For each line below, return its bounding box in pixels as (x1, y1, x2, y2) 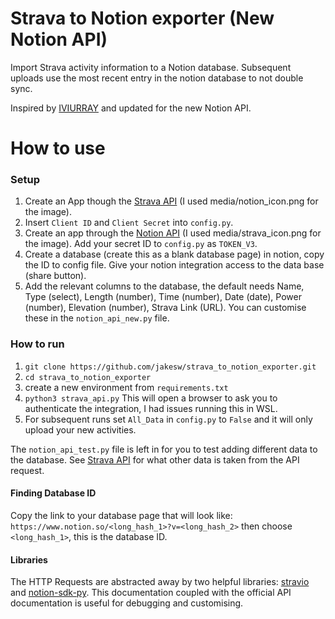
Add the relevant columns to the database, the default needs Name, (24, 280, 305, 292)
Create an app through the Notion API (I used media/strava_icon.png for (24, 227, 322, 239)
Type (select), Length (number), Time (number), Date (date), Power (24, 291, 302, 303)
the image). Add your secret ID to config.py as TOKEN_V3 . (24, 238, 258, 250)
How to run (10, 337, 65, 351)
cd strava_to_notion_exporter (24, 372, 152, 382)
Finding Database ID (10, 487, 97, 499)
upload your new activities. (24, 423, 137, 436)
